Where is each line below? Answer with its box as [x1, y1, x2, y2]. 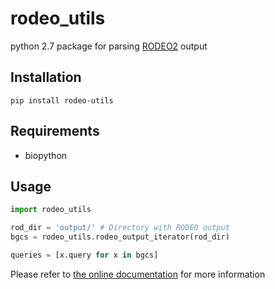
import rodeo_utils [10, 205, 92, 215]
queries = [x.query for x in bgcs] [10, 250, 159, 260]
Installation [10, 69, 82, 86]
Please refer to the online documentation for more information [10, 268, 266, 280]
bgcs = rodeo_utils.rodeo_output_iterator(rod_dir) [10, 232, 230, 242]
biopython [24, 149, 68, 161]
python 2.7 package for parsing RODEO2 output [10, 40, 208, 52]
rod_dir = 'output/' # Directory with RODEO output [10, 223, 230, 233]
